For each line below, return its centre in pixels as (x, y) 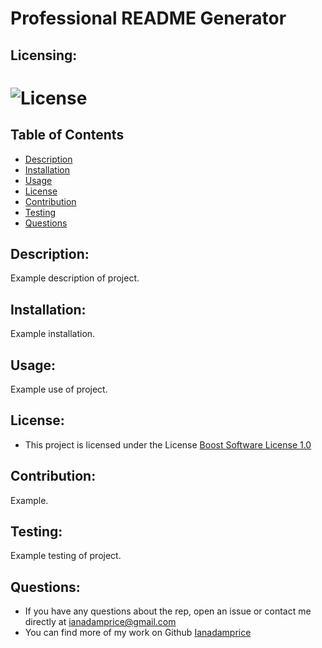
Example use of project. (59, 389)
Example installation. (53, 334)
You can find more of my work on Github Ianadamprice (138, 633)
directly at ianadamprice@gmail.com (100, 622)
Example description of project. (75, 278)
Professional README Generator (148, 18)
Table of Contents (67, 135)
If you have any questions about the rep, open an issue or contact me (168, 611)
